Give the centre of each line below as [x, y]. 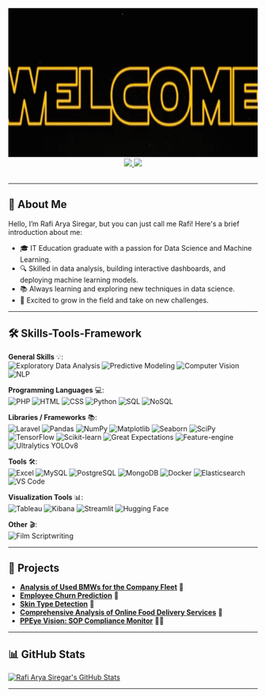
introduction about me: [46, 232]
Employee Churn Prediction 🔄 [69, 595]
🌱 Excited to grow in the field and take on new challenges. [114, 300]
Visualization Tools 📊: [46, 497]
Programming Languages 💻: [56, 390]
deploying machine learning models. [79, 279]
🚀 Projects [34, 568]
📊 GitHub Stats [47, 654]
